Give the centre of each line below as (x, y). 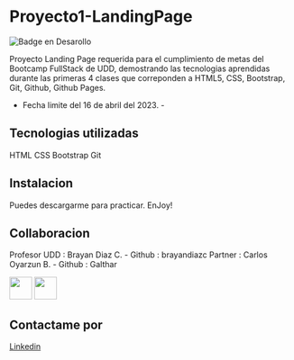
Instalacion (41, 183)
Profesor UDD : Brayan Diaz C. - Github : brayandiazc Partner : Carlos (138, 255)
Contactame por (56, 324)
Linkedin (25, 346)
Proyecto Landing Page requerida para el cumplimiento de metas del (137, 58)
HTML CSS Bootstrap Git (55, 155)
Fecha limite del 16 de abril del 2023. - (93, 104)
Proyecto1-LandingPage (101, 17)
